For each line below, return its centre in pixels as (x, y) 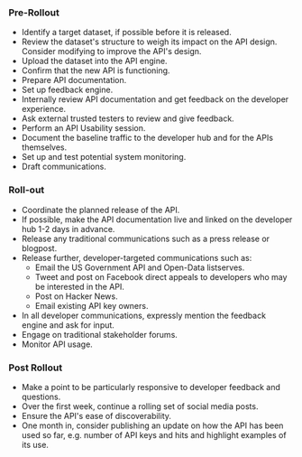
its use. (35, 444)
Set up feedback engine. (67, 90)
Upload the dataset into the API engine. (94, 61)
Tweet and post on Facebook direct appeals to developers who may (161, 276)
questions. (41, 396)
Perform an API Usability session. (83, 128)
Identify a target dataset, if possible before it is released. (126, 33)
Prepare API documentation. (74, 80)
